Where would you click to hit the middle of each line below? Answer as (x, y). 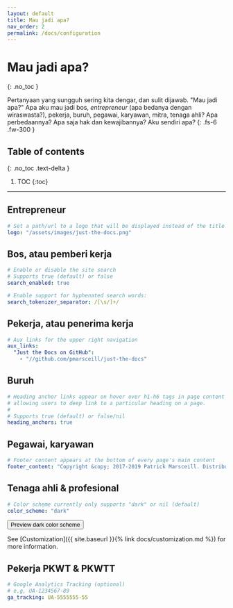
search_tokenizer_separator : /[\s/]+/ (63, 302)
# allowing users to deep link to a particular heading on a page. (107, 403)
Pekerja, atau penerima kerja (70, 324)
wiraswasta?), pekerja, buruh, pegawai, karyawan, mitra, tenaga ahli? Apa (113, 115)
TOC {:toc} (33, 182)
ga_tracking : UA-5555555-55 (48, 597)
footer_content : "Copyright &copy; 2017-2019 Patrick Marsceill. (103, 466)
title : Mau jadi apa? (38, 20)
